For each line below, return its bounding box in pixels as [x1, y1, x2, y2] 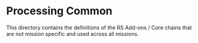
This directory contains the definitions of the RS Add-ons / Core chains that [6, 24, 193, 31]
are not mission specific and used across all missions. [6, 30, 139, 37]
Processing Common [6, 4, 112, 18]
